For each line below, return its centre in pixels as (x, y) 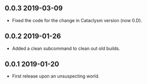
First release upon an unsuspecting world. (56, 76)
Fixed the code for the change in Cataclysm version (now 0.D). (77, 20)
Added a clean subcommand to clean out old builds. (66, 48)
